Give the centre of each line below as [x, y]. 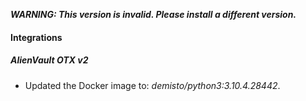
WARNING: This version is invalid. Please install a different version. [153, 14]
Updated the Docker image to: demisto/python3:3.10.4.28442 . [152, 85]
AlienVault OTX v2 [49, 60]
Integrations [36, 37]
